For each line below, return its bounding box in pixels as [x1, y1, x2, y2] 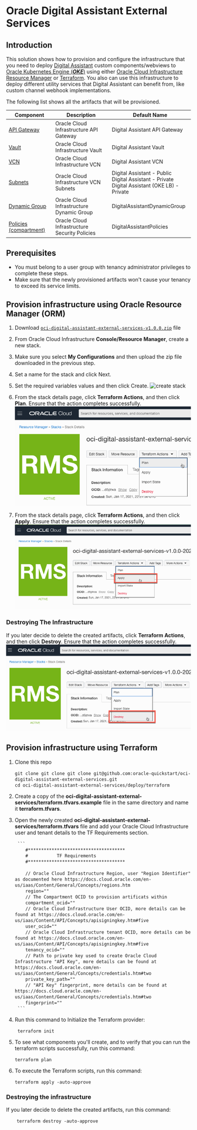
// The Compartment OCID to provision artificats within [25, 894, 168, 900]
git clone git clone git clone [14, 770, 91, 777]
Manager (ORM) [6, 309, 66, 319]
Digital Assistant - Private [111, 175, 174, 183]
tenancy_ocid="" [25, 947, 65, 953]
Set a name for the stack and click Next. [14, 371, 111, 378]
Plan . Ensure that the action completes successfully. [14, 400, 142, 407]
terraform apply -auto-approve [14, 1079, 91, 1085]
